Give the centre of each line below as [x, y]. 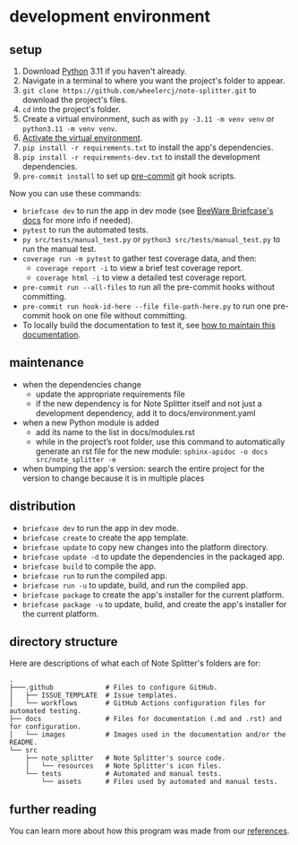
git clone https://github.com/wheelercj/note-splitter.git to [139, 90]
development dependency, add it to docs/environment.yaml [145, 413]
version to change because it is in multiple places [113, 478]
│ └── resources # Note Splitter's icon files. [123, 766]
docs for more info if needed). [77, 220]
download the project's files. [75, 100]
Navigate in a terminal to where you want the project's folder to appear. [153, 81]
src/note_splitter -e [76, 459]
